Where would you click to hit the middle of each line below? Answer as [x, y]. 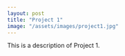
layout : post [26, 13]
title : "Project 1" [35, 20]
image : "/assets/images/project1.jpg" [63, 26]
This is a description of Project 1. [54, 46]
